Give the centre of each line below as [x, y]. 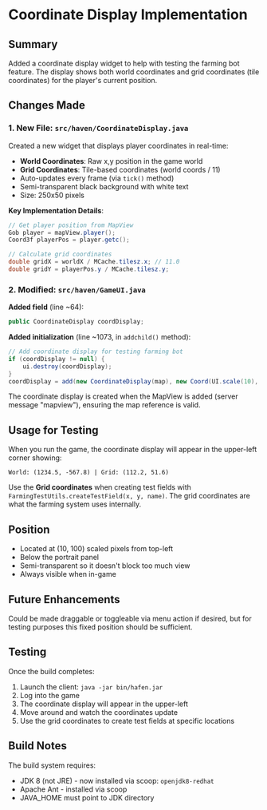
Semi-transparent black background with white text [104, 186]
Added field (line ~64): [46, 307]
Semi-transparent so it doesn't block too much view [105, 566]
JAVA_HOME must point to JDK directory [87, 797]
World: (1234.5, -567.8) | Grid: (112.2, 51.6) [89, 473]
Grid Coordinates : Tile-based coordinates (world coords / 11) [120, 169]
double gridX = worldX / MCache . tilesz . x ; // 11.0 [94, 262]
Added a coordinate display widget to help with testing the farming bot [124, 63]
